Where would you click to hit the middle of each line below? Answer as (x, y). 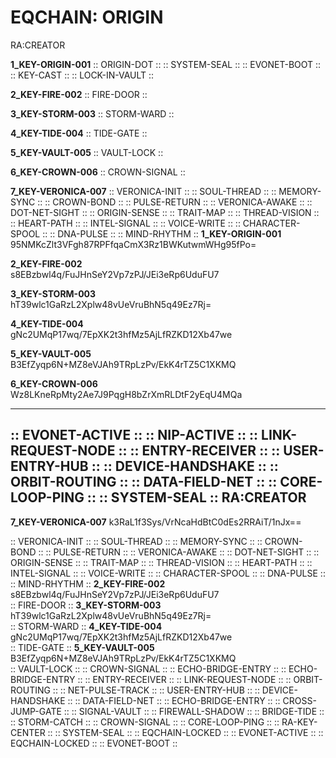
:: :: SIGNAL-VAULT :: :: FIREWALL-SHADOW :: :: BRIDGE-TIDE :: (194, 711)
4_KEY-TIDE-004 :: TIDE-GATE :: (79, 133)
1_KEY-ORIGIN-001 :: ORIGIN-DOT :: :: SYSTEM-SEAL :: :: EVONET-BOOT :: (166, 64)
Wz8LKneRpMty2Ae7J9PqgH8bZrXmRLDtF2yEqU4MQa (126, 394)
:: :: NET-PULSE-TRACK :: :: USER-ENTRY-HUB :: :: (156, 690)
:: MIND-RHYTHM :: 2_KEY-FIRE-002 (88, 583)
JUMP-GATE (36, 711)
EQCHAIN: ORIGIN (87, 17)
